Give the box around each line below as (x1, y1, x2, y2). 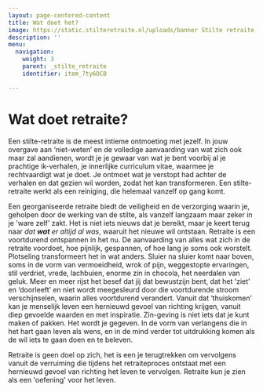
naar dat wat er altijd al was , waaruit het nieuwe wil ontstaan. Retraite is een (8, 227, 256, 236)
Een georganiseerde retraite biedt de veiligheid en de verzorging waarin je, (8, 201, 250, 211)
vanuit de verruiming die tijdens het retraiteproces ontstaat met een (8, 358, 226, 368)
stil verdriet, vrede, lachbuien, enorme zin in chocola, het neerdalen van (8, 268, 241, 278)
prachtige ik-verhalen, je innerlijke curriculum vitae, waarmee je (8, 162, 214, 171)
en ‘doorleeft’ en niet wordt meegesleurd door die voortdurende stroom (8, 285, 239, 294)
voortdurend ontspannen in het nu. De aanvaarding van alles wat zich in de (8, 234, 251, 244)
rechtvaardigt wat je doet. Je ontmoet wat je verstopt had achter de (8, 169, 227, 179)
